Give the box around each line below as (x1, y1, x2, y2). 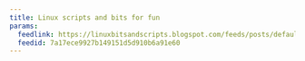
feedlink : (17, 30, 54, 39)
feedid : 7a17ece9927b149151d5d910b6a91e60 (17, 38, 181, 48)
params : (9, 22, 39, 30)
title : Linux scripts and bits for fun (9, 13, 161, 22)
